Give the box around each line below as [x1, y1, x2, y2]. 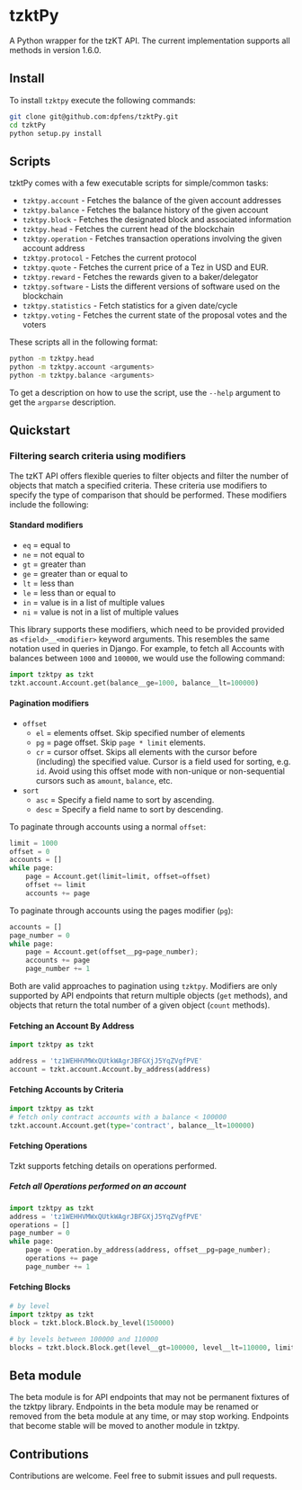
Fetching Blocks [9, 1281, 71, 1292]
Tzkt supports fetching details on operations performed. [9, 1160, 218, 1171]
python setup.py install [9, 129, 102, 138]
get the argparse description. [9, 397, 117, 408]
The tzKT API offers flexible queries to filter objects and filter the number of [9, 470, 289, 481]
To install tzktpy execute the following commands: [9, 94, 196, 105]
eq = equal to [22, 539, 71, 550]
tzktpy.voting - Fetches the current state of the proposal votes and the [22, 310, 288, 320]
